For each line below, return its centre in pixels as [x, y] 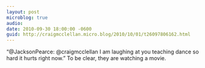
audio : [15, 23]
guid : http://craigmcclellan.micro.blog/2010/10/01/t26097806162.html [99, 35]
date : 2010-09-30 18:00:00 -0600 [49, 29]
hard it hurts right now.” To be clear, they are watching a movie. [87, 58]
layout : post [23, 12]
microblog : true [27, 18]
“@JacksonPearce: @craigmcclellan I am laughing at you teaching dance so [103, 52]
